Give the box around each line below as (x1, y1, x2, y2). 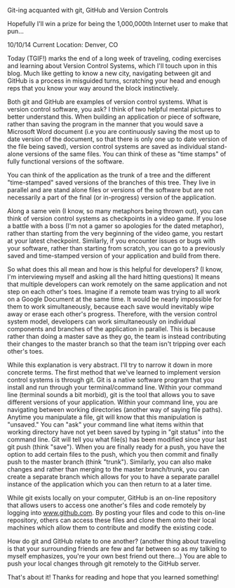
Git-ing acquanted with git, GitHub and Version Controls (7, 6, 168, 14)
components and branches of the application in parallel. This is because (7, 325, 216, 333)
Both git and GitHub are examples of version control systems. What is (7, 98, 208, 106)
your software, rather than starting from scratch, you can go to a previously (7, 244, 225, 252)
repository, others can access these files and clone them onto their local (7, 516, 216, 524)
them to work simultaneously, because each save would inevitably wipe (7, 302, 215, 311)
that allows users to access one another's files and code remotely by (7, 501, 206, 509)
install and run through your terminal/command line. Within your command (7, 383, 222, 392)
